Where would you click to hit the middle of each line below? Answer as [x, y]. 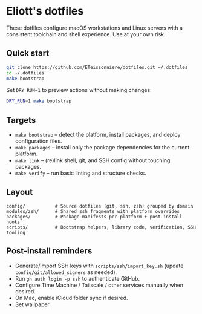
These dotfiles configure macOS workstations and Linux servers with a [95, 28]
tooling [16, 232]
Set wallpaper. [33, 304]
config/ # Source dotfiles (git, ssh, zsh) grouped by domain [100, 206]
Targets [21, 120]
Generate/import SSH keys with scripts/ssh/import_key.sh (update [99, 266]
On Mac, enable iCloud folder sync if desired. [71, 298]
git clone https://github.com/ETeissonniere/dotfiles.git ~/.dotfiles [97, 67]
